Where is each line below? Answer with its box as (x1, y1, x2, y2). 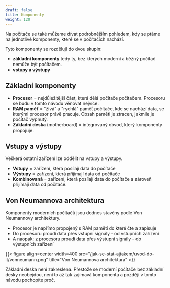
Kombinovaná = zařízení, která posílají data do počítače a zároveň (12, 176, 152, 182)
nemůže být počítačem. (12, 61, 62, 68)
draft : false (5, 7, 33, 13)
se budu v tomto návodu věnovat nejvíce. (12, 100, 99, 107)
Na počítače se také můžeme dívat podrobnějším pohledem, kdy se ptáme (5, 31, 161, 37)
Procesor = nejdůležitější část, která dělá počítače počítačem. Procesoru (12, 95, 165, 101)
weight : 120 (5, 17, 30, 22)
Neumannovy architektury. (5, 215, 61, 221)
